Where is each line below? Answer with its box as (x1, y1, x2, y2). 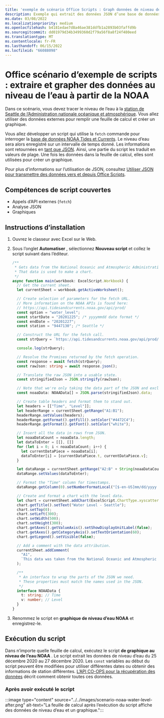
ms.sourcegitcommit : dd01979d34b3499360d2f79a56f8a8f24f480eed (5, 30, 137, 35)
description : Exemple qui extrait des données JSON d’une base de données (5, 12, 161, 17)
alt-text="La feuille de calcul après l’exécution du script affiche (26, 702, 153, 708)
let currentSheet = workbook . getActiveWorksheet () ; (17, 288, 124, 293)
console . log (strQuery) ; (17, 346, 65, 351)
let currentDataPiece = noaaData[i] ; (21, 449, 98, 454)
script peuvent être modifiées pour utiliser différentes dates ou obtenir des (5, 663, 155, 669)
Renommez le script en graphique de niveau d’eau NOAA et (12, 615, 134, 621)
